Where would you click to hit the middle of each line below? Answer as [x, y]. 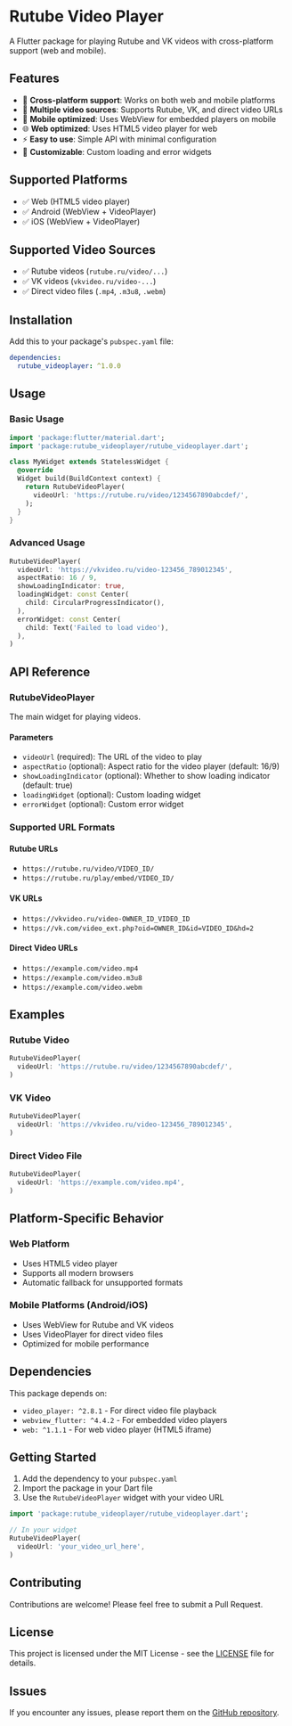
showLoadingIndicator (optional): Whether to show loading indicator [146, 776]
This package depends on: [58, 1393]
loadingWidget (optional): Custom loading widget [111, 795]
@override [35, 470]
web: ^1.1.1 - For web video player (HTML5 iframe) [117, 1429]
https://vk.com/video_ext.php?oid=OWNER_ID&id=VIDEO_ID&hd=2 [138, 928]
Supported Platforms [69, 180]
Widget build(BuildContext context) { [89, 479]
